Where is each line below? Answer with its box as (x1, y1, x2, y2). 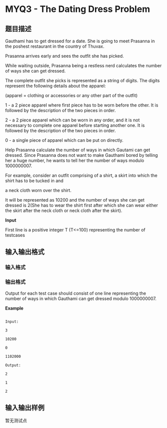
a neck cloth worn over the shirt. (5, 188, 72, 193)
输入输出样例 (5, 404, 45, 412)
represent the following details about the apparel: (5, 83, 106, 89)
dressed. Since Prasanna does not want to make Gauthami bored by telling (5, 152, 158, 158)
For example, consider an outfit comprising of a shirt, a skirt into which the (5, 173, 158, 178)
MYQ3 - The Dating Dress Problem (5, 3, 151, 15)
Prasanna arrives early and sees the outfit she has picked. (5, 53, 124, 59)
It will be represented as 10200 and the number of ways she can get (5, 197, 145, 203)
